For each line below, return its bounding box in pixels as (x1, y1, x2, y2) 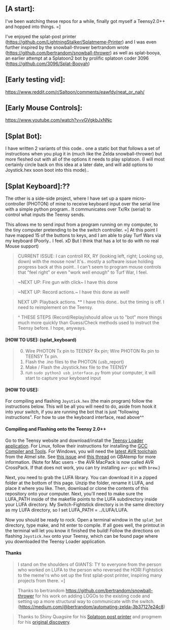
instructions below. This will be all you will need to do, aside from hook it (5, 403, 157, 410)
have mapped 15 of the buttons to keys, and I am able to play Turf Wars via (5, 232, 161, 239)
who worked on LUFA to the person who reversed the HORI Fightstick (17, 566, 163, 573)
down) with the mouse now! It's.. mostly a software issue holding (17, 258, 154, 265)
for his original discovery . (17, 619, 71, 625)
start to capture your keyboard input (25, 375, 101, 381)
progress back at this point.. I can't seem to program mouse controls (17, 264, 161, 270)
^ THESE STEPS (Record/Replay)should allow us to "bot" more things (17, 314, 162, 321)
